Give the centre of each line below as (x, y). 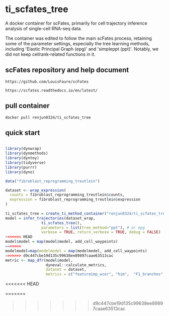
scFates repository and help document (67, 70)
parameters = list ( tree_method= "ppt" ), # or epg (93, 228)
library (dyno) (20, 172)
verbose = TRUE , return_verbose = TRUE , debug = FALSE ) (101, 232)
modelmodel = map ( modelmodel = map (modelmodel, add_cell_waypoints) (76, 251)
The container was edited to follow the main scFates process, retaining (79, 38)
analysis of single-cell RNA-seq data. (44, 28)
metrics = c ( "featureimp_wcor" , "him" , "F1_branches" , (105, 274)
